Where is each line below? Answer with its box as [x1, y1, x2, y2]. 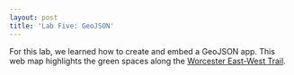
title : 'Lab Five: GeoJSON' [9, 21, 115, 30]
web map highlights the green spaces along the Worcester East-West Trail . [9, 55, 286, 66]
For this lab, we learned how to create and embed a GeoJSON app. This [9, 46, 276, 56]
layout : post [9, 12, 58, 22]
